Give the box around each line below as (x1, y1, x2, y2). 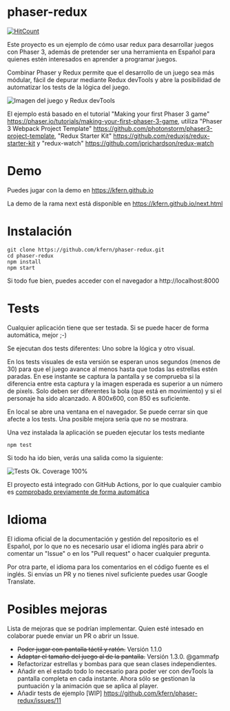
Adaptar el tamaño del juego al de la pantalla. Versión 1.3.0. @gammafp (17, 652, 220, 661)
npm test (7, 441, 32, 448)
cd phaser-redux (7, 252, 54, 259)
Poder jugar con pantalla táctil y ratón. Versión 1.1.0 (17, 645, 163, 653)
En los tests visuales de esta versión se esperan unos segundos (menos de (7, 357, 220, 365)
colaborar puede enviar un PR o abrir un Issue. (7, 632, 139, 640)
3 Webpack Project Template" (7, 124, 92, 132)
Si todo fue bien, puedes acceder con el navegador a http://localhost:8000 (7, 277, 220, 285)
